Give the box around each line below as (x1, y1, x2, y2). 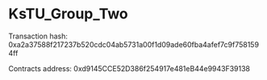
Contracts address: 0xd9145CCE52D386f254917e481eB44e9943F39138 (8, 63, 251, 73)
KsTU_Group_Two (8, 5, 129, 23)
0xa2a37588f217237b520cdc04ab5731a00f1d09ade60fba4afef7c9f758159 (8, 39, 260, 49)
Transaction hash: (8, 31, 69, 41)
